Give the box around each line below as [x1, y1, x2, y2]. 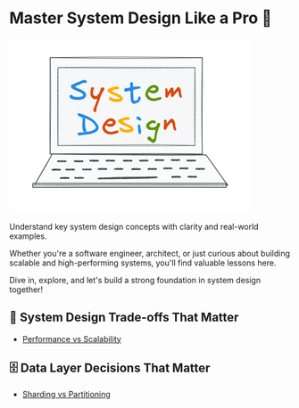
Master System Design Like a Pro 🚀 [9, 8, 272, 29]
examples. [9, 231, 47, 241]
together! [9, 284, 43, 295]
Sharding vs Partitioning [21, 388, 112, 399]
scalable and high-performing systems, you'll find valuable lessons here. [9, 257, 277, 268]
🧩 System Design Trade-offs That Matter [9, 310, 239, 325]
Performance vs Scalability [21, 333, 122, 344]
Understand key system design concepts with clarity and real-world [9, 221, 259, 232]
